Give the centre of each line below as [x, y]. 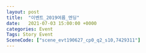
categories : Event [30, 29]
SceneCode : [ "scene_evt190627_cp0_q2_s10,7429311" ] [73, 40]
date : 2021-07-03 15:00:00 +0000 [52, 23]
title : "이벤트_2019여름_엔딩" [43, 18]
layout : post [23, 12]
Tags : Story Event [30, 35]
